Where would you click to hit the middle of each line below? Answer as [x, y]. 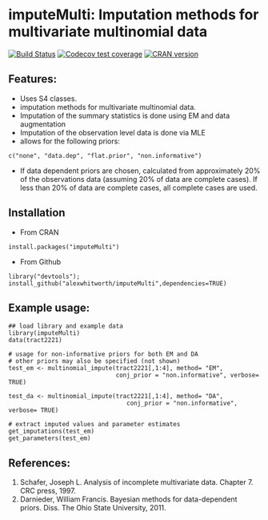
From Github [40, 261]
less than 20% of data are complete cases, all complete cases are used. [138, 187]
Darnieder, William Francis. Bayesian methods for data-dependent [128, 499]
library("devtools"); [44, 276]
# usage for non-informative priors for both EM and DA [103, 354]
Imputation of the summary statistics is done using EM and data [125, 115]
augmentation [43, 124]
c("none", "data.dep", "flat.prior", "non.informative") [105, 155]
